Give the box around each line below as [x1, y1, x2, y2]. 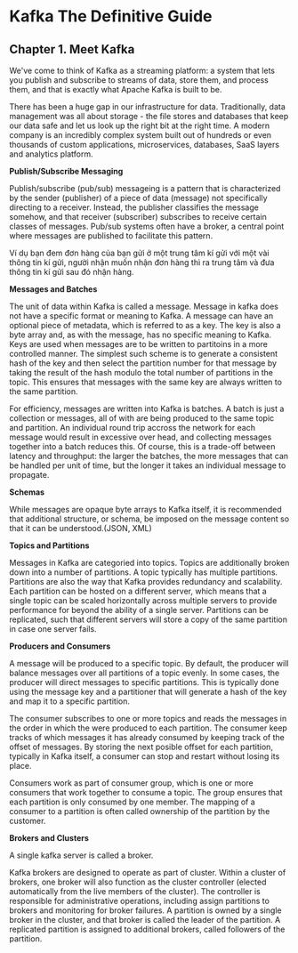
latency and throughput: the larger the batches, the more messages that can [9, 451, 289, 461]
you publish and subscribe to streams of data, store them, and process [9, 75, 269, 85]
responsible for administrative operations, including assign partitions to [9, 896, 270, 906]
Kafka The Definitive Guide [9, 6, 213, 27]
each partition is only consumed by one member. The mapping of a [9, 796, 255, 807]
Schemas [9, 487, 45, 497]
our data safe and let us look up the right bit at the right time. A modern [9, 120, 270, 131]
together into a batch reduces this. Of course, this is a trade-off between [9, 441, 276, 451]
